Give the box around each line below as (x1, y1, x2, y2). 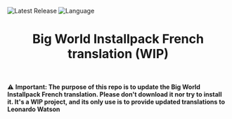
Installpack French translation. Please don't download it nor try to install (7, 90, 222, 98)
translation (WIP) (67, 46, 169, 62)
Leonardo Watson (7, 105, 60, 113)
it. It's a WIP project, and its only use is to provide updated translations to (7, 97, 225, 106)
